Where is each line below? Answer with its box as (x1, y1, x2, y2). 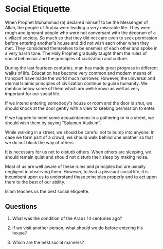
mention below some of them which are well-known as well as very (5, 85, 140, 91)
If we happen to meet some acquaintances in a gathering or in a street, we (5, 115, 154, 120)
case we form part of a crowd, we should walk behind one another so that (5, 134, 153, 140)
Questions (5, 202, 37, 211)
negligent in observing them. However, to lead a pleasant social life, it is (5, 168, 149, 174)
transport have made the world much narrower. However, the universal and (5, 75, 155, 81)
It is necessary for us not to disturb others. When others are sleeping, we (5, 149, 152, 155)
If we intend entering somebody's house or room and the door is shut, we (5, 100, 152, 106)
